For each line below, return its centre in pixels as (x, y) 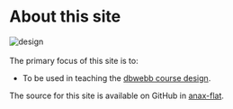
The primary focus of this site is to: (74, 60)
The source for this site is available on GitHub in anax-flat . (117, 95)
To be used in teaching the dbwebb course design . (116, 77)
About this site (65, 17)
